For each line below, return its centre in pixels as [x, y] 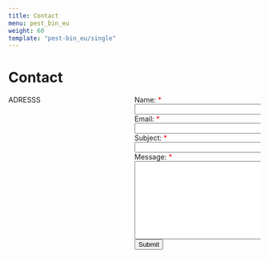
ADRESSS [25, 100]
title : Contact [34, 16]
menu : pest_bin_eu [39, 23]
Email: [145, 119]
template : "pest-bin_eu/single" [62, 38]
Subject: [148, 138]
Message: [151, 157]
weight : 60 [26, 30]
